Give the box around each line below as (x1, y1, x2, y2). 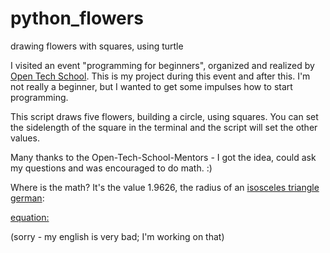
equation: (10, 211, 50, 223)
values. (10, 132, 40, 144)
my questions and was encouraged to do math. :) (10, 162, 213, 174)
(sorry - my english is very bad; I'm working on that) (10, 230, 225, 242)
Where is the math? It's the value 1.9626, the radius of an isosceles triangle (10, 181, 320, 193)
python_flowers (10, 7, 144, 30)
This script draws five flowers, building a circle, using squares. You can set (10, 110, 319, 122)
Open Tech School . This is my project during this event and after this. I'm (10, 70, 311, 82)
